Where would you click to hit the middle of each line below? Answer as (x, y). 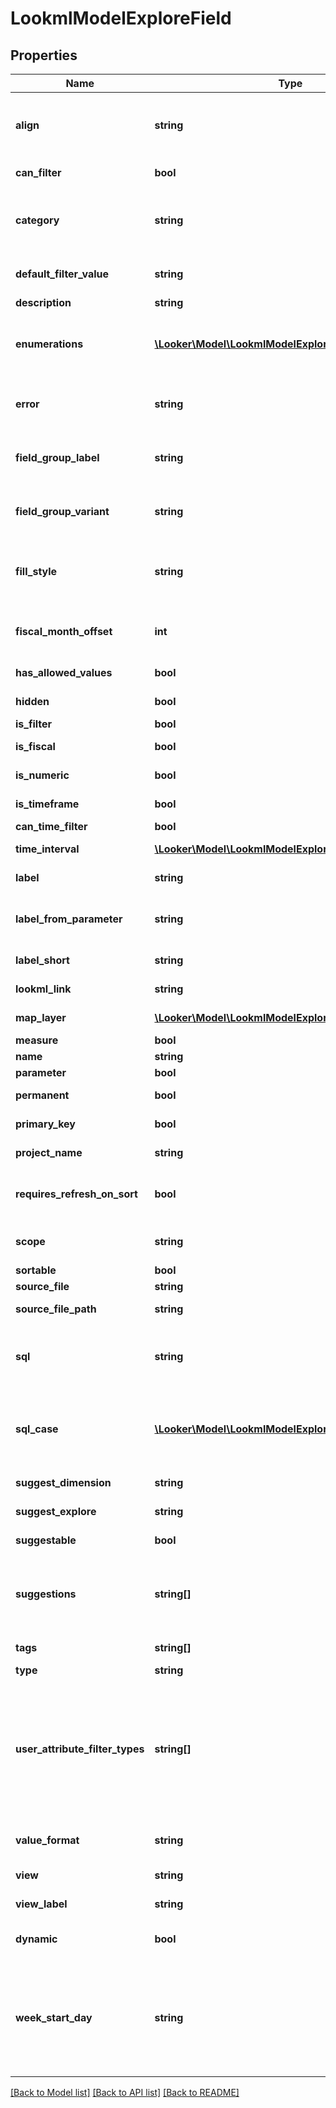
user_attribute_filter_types (80, 1749)
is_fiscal (35, 746)
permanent (42, 1095)
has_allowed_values (64, 672)
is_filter (34, 724)
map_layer (41, 1017)
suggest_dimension (63, 1482)
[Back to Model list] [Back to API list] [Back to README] (125, 2092)
